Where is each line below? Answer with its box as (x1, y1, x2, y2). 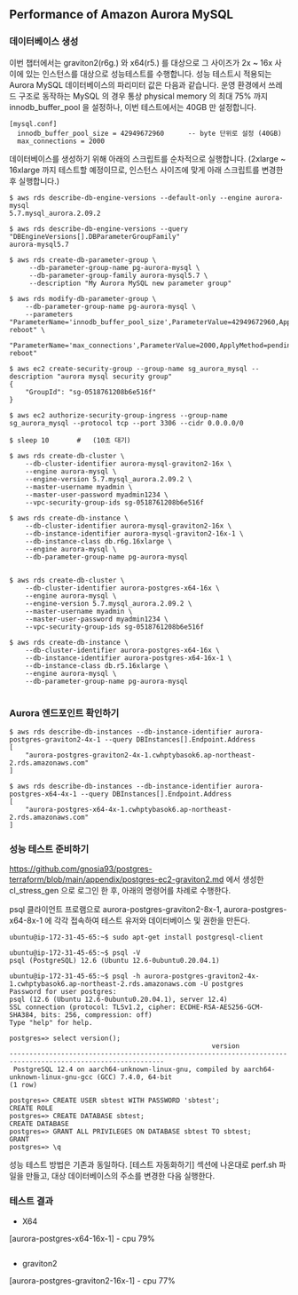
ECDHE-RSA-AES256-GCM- (179, 1003, 264, 1012)
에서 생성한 (225, 874, 264, 885)
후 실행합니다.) (9, 175, 60, 186)
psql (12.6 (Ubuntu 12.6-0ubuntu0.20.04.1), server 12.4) (9, 995, 228, 1005)
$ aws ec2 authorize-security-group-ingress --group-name (9, 410, 228, 420)
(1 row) (9, 1081, 38, 1090)
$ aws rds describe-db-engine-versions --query (9, 224, 189, 234)
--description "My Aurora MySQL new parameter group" (28, 279, 232, 288)
